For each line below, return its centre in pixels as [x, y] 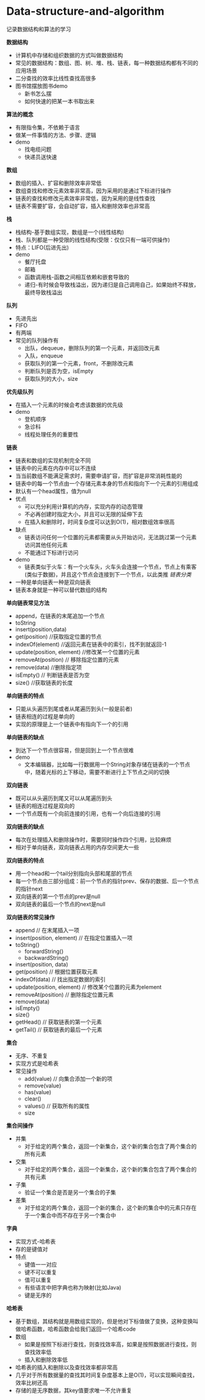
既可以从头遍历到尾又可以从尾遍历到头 [64, 798]
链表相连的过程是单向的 [45, 716]
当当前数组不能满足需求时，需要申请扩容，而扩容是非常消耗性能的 [99, 476]
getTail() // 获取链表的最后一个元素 [59, 1029]
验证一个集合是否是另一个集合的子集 [70, 1192]
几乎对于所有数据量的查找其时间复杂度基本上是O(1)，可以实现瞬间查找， [106, 1375]
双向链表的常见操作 [31, 917]
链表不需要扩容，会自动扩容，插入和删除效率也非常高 [83, 206]
